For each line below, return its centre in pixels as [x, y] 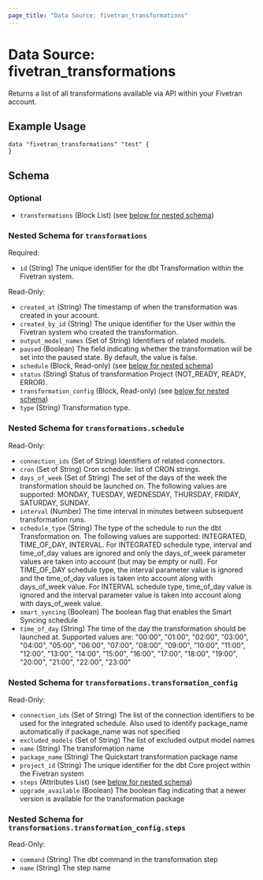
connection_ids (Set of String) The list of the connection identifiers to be [137, 714]
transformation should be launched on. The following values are [123, 485]
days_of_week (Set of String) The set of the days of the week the [123, 477]
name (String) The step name [65, 868]
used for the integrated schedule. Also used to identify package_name [133, 723]
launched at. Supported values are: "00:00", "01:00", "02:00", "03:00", [134, 637]
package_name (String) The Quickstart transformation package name [129, 756]
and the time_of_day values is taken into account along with [116, 578]
